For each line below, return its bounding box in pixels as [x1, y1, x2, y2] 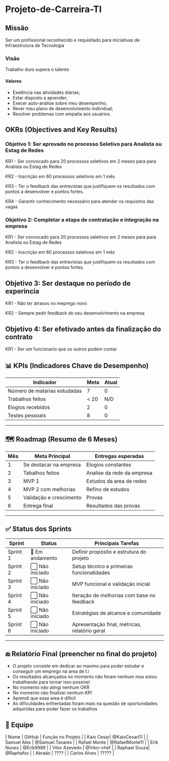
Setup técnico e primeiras [72, 563, 133, 570]
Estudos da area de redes [86, 477, 147, 484]
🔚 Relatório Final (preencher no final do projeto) [5, 649, 157, 658]
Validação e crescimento [23, 494, 82, 501]
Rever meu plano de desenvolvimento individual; [12, 105, 113, 112]
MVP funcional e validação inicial [72, 580, 150, 587]
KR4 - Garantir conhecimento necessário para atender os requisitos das [5, 198, 154, 205]
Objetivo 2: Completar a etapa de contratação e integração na [5, 216, 159, 223]
